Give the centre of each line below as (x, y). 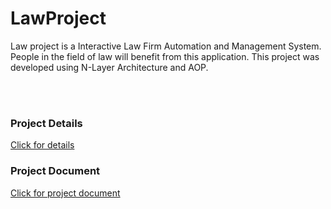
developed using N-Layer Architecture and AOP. (109, 67)
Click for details (42, 145)
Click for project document (65, 193)
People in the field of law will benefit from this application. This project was (165, 56)
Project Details (46, 123)
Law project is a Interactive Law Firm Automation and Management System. (166, 46)
